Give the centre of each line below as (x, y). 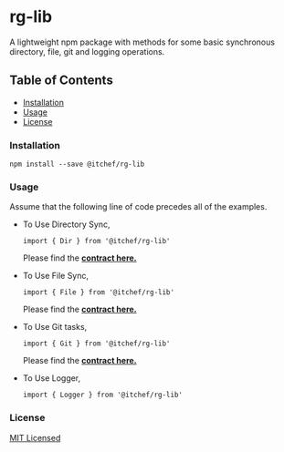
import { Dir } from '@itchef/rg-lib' (96, 241)
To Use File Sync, (56, 276)
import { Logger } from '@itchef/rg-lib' (102, 395)
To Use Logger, (52, 378)
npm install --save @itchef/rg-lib (77, 164)
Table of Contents (62, 81)
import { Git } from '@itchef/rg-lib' (96, 344)
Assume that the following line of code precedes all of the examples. (138, 207)
